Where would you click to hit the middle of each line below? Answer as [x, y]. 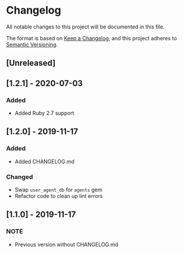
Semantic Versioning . [32, 44]
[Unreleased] [31, 63]
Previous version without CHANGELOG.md [66, 244]
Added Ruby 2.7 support [45, 113]
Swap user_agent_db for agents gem [58, 190]
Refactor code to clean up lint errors [59, 196]
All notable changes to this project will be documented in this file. [86, 27]
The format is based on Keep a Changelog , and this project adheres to [91, 38]
